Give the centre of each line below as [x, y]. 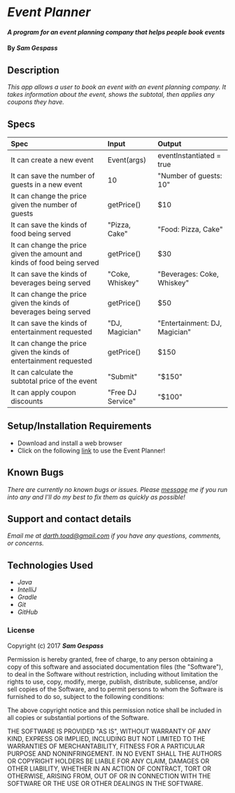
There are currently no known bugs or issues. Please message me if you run [117, 489]
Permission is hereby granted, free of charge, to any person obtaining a [110, 659]
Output [170, 144]
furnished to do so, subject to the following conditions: [86, 696]
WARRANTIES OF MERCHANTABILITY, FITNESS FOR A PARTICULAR [106, 746]
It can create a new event [52, 160]
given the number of [44, 205]
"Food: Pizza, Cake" [190, 229]
